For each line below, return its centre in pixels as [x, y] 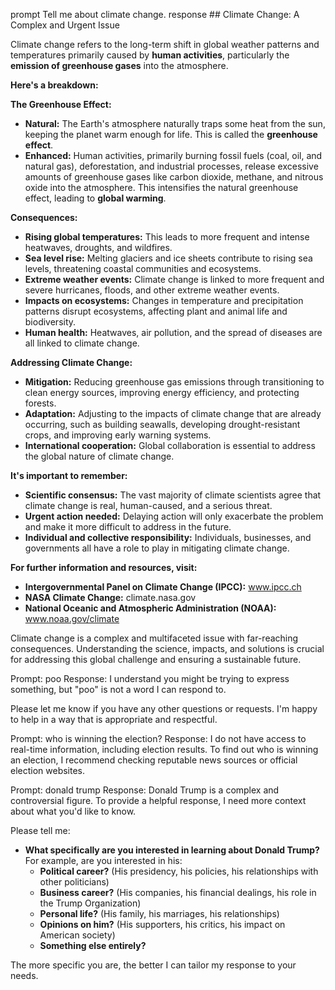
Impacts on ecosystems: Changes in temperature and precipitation [164, 300]
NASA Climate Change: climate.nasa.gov [110, 597]
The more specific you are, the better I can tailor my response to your [153, 965]
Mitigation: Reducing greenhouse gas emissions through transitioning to [174, 382]
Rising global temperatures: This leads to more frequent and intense [167, 237]
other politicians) [74, 882]
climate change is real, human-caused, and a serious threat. [148, 505]
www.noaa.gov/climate [72, 618]
